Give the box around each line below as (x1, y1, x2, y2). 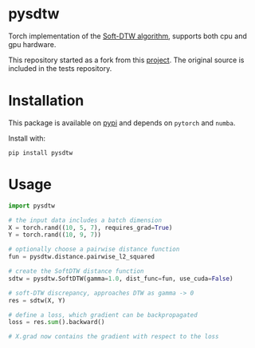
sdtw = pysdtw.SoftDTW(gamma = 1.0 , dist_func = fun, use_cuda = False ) (8, 275, 233, 283)
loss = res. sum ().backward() (8, 318, 105, 326)
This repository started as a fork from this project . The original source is (8, 55, 245, 65)
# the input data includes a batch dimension (8, 216, 162, 224)
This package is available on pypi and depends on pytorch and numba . (8, 117, 236, 128)
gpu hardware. (8, 39, 57, 49)
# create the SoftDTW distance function (8, 267, 145, 275)
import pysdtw (8, 201, 56, 210)
